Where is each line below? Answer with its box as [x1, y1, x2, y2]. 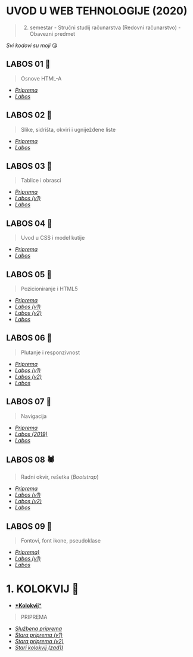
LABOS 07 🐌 [6, 396, 52, 407]
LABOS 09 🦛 [6, 521, 52, 531]
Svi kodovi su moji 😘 [6, 42, 58, 49]
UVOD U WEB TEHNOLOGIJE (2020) [6, 4, 188, 18]
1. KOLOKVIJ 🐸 [6, 582, 79, 596]
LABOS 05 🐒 [6, 269, 52, 280]
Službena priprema [14, 625, 63, 633]
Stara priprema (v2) [14, 638, 64, 645]
